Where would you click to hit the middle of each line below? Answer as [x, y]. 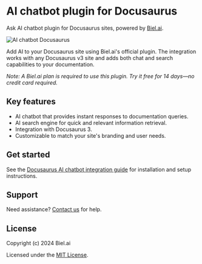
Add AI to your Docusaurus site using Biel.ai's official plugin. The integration [101, 51]
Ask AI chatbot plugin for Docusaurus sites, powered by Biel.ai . [85, 28]
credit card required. [32, 83]
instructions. [22, 176]
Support [22, 195]
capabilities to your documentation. [51, 64]
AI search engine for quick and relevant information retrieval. [91, 123]
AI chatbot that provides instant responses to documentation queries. [102, 116]
